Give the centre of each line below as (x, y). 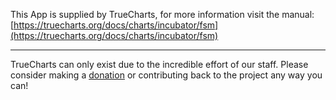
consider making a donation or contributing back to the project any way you (166, 75)
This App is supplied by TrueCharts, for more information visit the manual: (162, 14)
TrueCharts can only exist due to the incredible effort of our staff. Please (159, 64)
